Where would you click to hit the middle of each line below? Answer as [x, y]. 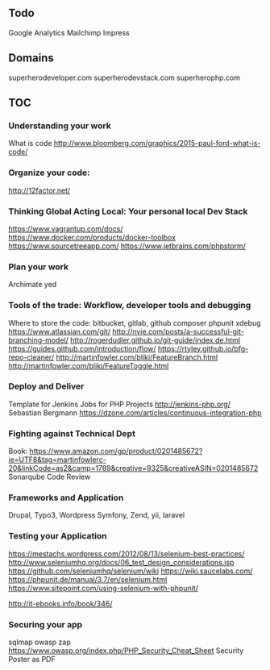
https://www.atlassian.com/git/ [60, 331]
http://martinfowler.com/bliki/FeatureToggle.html [89, 365]
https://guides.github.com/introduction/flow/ [82, 348]
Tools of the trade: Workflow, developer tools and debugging [130, 306]
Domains [31, 58]
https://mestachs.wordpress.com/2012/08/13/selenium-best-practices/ [127, 553]
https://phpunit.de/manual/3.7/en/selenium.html [88, 579]
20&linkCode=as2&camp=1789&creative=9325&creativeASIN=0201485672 [133, 468]
